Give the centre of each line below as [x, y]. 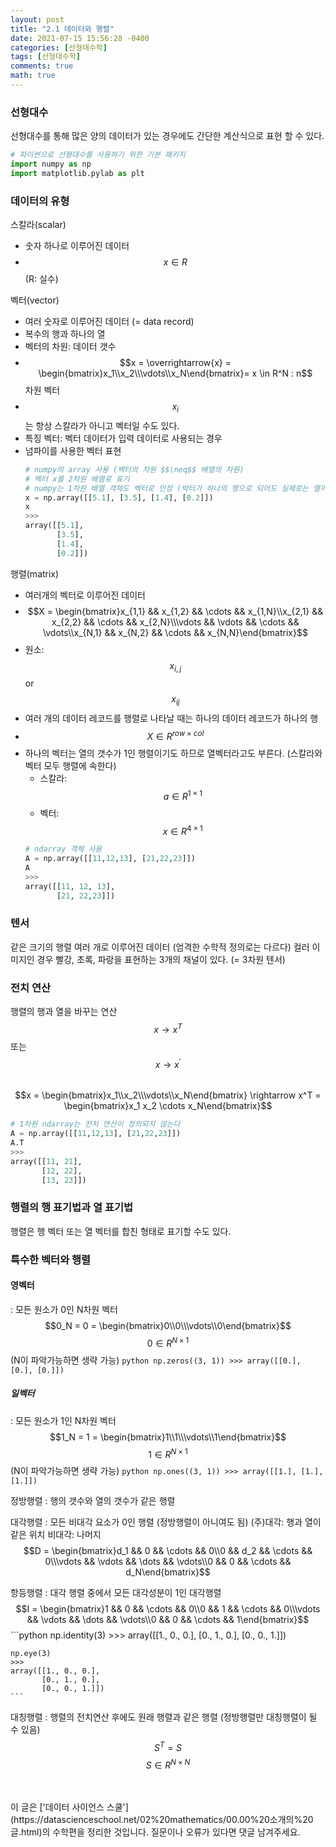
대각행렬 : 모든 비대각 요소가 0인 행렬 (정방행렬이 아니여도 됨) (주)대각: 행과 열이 [166, 1522]
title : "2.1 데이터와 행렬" [62, 29]
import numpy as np [51, 164]
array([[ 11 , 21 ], [46, 1161]
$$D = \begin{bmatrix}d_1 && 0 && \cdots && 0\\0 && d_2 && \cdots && [168, 1551]
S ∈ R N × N [168, 1764]
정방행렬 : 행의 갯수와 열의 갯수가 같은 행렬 [93, 1501]
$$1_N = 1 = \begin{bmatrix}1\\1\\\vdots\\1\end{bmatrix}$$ [168, 1437]
